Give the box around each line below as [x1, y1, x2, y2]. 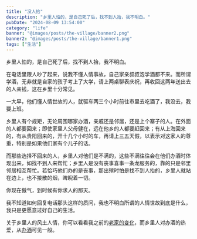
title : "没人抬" [6, 8, 43, 15]
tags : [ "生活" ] [6, 42, 42, 48]
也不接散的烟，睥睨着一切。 [26, 174, 94, 181]
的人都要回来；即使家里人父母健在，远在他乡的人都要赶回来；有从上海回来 [6, 124, 186, 132]
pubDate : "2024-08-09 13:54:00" [6, 19, 85, 25]
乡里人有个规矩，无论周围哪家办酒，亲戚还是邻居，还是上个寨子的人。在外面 [6, 117, 191, 124]
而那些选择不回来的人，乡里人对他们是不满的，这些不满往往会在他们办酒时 [6, 152, 186, 159]
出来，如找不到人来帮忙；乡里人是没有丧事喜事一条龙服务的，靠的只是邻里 [11, 159, 191, 166]
